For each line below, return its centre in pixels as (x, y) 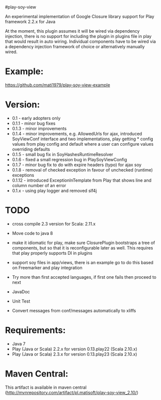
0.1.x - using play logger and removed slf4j (54, 190)
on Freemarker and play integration (47, 267)
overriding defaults (31, 149)
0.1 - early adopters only (36, 118)
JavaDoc (21, 291)
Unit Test (21, 301)
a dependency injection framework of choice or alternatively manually (75, 47)
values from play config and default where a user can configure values (83, 144)
